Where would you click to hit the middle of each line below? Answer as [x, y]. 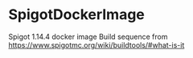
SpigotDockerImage [76, 15]
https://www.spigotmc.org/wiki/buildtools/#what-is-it [96, 44]
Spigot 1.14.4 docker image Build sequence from [88, 37]
